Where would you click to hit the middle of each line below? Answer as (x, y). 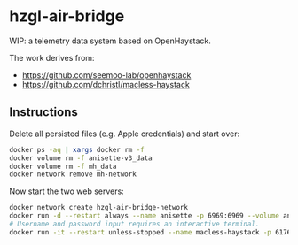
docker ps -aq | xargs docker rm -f (77, 149)
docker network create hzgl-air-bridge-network (99, 208)
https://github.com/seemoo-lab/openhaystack (106, 75)
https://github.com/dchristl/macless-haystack (106, 84)
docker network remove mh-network (73, 174)
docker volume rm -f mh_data (63, 166)
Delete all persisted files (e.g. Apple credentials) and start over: (125, 134)
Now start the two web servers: (67, 191)
